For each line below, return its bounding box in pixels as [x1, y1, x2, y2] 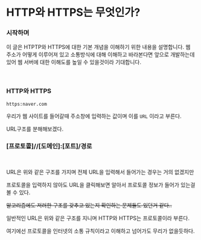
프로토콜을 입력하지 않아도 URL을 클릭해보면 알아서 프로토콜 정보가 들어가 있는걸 [6, 181, 196, 189]
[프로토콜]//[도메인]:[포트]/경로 [6, 141, 92, 150]
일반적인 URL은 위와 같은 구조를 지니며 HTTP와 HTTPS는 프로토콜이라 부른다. [6, 215, 190, 222]
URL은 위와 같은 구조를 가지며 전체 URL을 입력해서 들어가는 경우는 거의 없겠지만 [6, 169, 194, 176]
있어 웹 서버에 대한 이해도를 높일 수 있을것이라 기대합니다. [6, 59, 142, 66]
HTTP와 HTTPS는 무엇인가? [6, 5, 141, 19]
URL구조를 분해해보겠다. [6, 125, 64, 132]
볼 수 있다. [6, 189, 31, 196]
